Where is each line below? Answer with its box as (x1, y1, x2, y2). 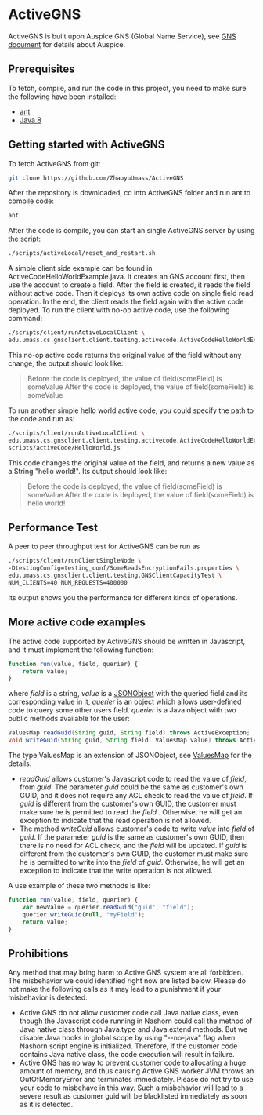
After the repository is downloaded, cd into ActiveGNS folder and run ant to (8, 188, 251, 198)
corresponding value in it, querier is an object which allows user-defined (8, 697, 242, 707)
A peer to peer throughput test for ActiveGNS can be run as (8, 541, 200, 551)
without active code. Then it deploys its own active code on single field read (8, 289, 254, 298)
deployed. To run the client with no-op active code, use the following (8, 305, 230, 315)
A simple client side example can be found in (8, 264, 153, 273)
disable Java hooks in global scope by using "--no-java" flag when (19, 1033, 236, 1043)
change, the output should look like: (8, 359, 124, 368)
